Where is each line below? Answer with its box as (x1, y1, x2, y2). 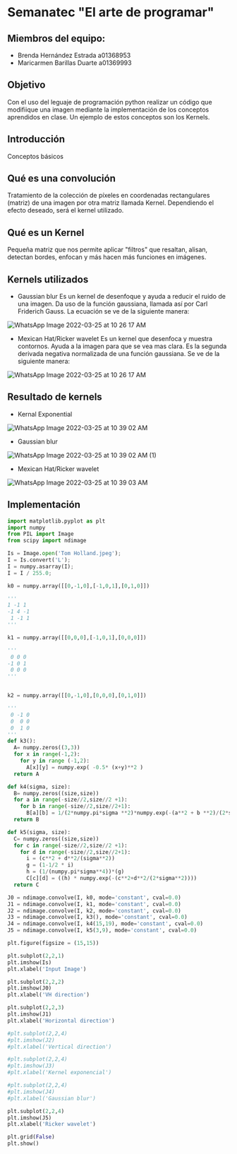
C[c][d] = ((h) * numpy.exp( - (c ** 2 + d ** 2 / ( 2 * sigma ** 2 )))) (25, 875, 197, 882)
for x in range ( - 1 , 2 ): (13, 751, 80, 758)
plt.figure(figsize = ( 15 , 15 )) (7, 940, 99, 947)
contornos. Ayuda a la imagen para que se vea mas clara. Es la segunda (17, 342, 227, 350)
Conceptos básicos (7, 152, 63, 160)
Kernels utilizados (7, 273, 89, 285)
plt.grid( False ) (7, 1134, 55, 1141)
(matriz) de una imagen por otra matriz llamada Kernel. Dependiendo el (7, 198, 214, 207)
